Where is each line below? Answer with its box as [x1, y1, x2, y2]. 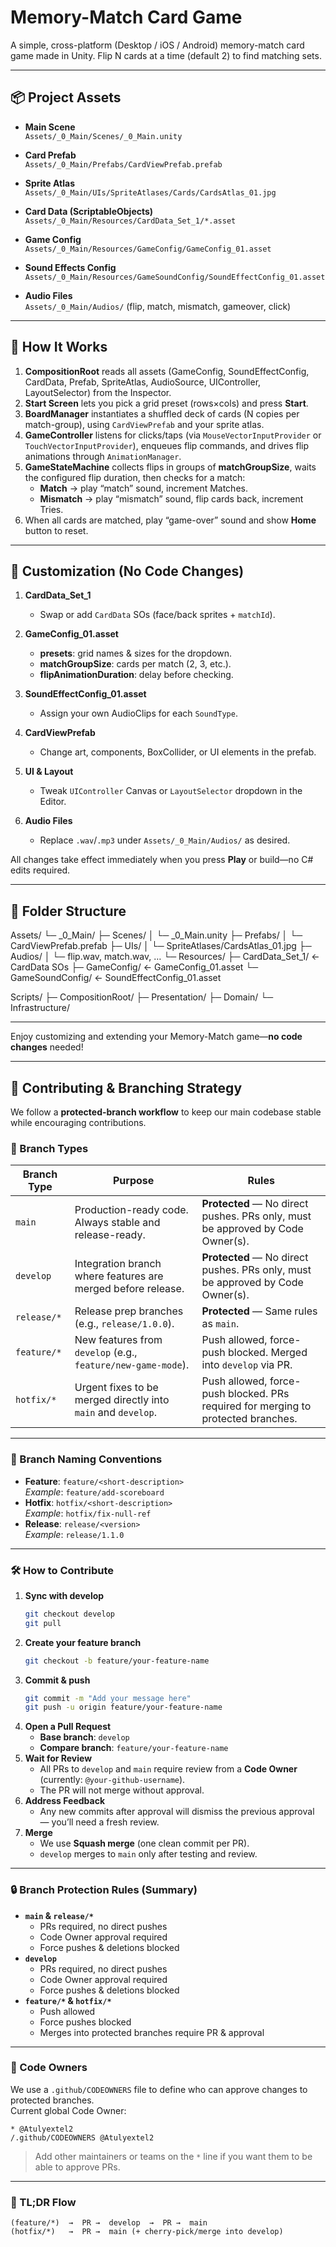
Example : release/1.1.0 [24, 1528, 125, 1540]
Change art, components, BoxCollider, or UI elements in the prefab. [39, 746, 317, 758]
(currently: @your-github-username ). [39, 1774, 186, 1786]
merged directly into [74, 1393, 170, 1407]
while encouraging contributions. [10, 1117, 147, 1128]
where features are [74, 1269, 164, 1283]
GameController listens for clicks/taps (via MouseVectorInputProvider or [24, 429, 322, 441]
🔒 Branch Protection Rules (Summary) [10, 1883, 198, 1897]
